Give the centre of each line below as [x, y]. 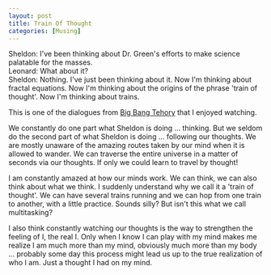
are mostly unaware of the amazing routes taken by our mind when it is [127, 146]
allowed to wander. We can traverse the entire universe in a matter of [123, 154]
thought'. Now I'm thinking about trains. [74, 97]
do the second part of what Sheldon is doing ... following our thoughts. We [132, 137]
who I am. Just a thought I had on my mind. [80, 263]
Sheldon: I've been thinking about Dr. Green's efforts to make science [124, 54]
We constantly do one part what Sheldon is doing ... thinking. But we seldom [135, 128]
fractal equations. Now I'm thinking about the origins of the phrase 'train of [133, 88]
